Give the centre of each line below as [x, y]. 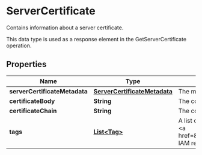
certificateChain [33, 111]
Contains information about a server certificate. [65, 28]
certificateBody [32, 101]
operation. [19, 45]
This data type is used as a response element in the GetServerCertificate [96, 39]
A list [185, 120]
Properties [26, 64]
